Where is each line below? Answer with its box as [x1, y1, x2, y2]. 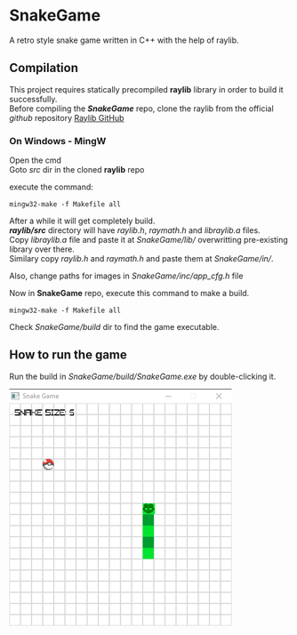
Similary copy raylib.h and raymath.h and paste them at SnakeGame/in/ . [9, 253, 274, 264]
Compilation [9, 60, 78, 76]
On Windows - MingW [9, 134, 107, 147]
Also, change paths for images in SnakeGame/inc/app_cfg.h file [9, 270, 244, 281]
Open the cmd [9, 155, 62, 165]
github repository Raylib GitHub [9, 112, 124, 123]
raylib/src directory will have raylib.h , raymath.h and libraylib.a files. [9, 225, 261, 236]
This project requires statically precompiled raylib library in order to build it [9, 84, 284, 94]
